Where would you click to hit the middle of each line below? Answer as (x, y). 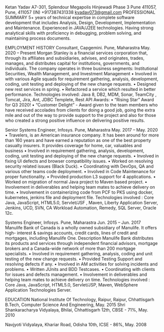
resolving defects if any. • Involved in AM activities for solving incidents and (81, 264)
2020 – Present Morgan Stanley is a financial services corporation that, (76, 53)
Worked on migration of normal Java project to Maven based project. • (76, 182)
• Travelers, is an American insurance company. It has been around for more (82, 135)
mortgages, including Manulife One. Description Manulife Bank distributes (79, 238)
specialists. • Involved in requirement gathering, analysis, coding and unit (79, 254)
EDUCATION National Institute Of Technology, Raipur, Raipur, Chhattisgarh (80, 299)
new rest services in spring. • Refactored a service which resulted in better (81, 89)
